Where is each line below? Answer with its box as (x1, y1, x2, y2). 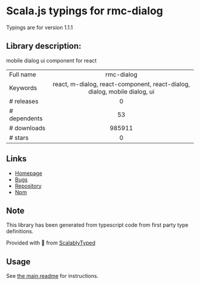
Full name (9, 70, 37, 79)
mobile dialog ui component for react (6, 57, 97, 64)
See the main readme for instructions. (6, 273, 99, 280)
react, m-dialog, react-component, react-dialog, (52, 80, 190, 88)
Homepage (14, 170, 43, 177)
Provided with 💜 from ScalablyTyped (6, 239, 96, 246)
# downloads (9, 124, 46, 132)
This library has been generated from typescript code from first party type (6, 221, 189, 228)
